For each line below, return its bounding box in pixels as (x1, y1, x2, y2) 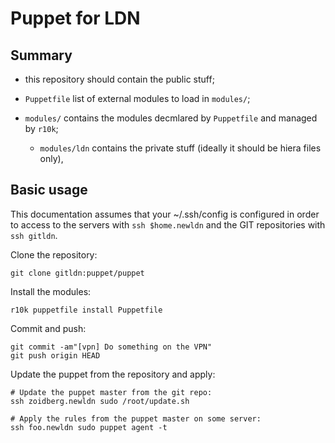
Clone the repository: (10, 248, 98, 261)
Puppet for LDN (10, 7, 141, 30)
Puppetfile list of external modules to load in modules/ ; (24, 93, 251, 104)
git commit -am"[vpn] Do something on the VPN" (10, 342, 213, 352)
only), (39, 153, 64, 164)
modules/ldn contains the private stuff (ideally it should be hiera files (39, 142, 322, 154)
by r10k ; (24, 123, 59, 134)
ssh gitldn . (10, 229, 58, 241)
